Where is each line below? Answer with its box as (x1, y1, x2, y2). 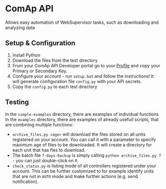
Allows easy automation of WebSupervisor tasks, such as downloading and (5, 19, 159, 25)
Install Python (12, 52, 41, 58)
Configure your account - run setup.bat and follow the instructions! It (12, 73, 154, 79)
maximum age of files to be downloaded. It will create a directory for (12, 142, 152, 147)
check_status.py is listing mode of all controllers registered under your (12, 163, 157, 169)
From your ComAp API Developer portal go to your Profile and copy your (12, 62, 161, 68)
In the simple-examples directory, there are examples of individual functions (5, 111, 159, 117)
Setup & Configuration (5, 39, 76, 47)
